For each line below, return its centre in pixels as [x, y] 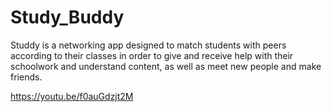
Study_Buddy [67, 17]
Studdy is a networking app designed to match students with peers [148, 45]
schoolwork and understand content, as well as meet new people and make [166, 66]
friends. [26, 77]
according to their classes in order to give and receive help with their [152, 55]
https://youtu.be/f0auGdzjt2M [72, 96]
